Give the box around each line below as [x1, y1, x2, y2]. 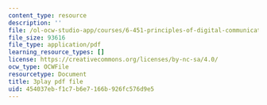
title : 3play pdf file [8, 77, 83, 85]
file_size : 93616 [8, 33, 66, 42]
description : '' [8, 19, 62, 27]
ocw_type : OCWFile [8, 63, 69, 71]
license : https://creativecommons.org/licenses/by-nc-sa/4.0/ [8, 56, 219, 64]
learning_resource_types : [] [8, 48, 105, 56]
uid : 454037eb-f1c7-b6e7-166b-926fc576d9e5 [8, 84, 155, 93]
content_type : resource [8, 11, 87, 20]
